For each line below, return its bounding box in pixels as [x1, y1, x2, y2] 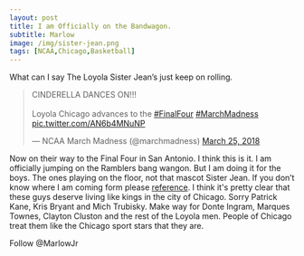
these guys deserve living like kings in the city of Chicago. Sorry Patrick [9, 192, 278, 203]
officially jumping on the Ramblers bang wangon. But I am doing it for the [9, 163, 281, 174]
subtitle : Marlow [9, 30, 75, 39]
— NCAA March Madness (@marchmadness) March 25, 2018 [31, 136, 261, 147]
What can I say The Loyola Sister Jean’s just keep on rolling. [9, 71, 233, 82]
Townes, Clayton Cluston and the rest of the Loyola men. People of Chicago [9, 211, 292, 222]
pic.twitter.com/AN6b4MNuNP [31, 119, 146, 129]
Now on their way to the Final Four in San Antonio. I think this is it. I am [9, 153, 272, 164]
